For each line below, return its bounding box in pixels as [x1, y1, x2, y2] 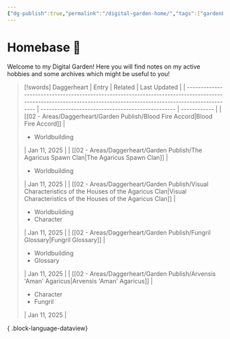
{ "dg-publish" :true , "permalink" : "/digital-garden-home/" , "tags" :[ [7, 10, 201, 17]
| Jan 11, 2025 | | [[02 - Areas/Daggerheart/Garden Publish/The [23, 145, 203, 154]
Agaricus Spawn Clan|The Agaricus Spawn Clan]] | [23, 153, 168, 161]
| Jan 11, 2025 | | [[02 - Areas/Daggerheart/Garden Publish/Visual [23, 180, 209, 188]
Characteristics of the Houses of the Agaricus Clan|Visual [23, 187, 187, 196]
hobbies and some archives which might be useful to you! [7, 69, 170, 78]
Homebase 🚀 [7, 39, 81, 55]
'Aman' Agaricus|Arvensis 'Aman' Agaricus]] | [23, 277, 153, 285]
